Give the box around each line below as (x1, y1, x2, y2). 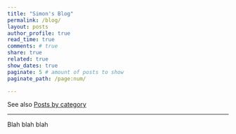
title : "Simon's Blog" (7, 10, 74, 17)
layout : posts (7, 23, 49, 30)
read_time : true (7, 36, 55, 43)
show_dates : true (7, 62, 58, 69)
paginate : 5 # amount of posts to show (7, 68, 124, 75)
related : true (7, 56, 49, 63)
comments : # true (7, 43, 58, 50)
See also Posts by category (7, 100, 86, 109)
